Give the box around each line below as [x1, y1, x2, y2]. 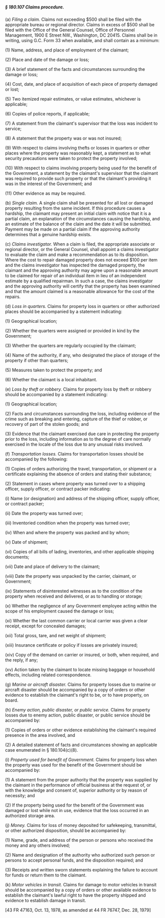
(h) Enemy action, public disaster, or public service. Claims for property [5, 707, 150, 713]
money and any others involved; [5, 842, 70, 848]
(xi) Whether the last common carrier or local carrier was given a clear [5, 617, 148, 623]
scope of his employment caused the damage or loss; [5, 608, 114, 614]
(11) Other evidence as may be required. [5, 190, 86, 196]
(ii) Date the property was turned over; [5, 510, 83, 516]
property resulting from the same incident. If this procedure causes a [5, 205, 145, 211]
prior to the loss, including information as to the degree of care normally [5, 436, 151, 442]
